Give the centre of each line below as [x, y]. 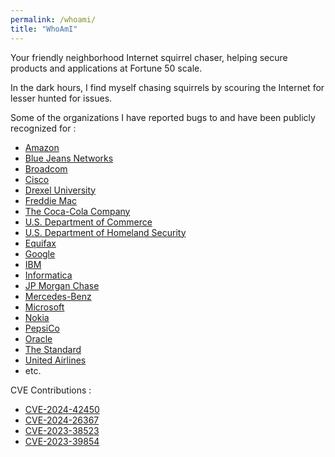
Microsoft [44, 307]
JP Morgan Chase [62, 285]
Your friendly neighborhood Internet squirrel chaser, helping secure [149, 57]
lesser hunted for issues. [61, 98]
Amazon [42, 147]
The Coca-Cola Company [77, 211]
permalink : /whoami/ [53, 19]
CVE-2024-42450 [62, 409]
